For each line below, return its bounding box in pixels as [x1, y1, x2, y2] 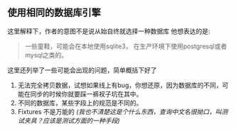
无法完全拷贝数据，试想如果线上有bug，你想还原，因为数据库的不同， [17, 81, 222, 89]
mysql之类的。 [24, 50, 68, 59]
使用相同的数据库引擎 [7, 6, 101, 19]
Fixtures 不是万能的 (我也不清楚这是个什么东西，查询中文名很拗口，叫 [17, 107, 222, 115]
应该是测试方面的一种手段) [42, 116, 120, 125]
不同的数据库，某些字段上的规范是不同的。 [17, 98, 143, 107]
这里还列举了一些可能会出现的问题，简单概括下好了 [7, 66, 157, 74]
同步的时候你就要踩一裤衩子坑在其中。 [30, 89, 143, 98]
